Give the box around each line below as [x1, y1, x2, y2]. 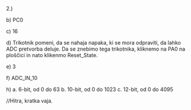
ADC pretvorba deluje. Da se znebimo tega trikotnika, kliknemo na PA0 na [6, 45, 186, 52]
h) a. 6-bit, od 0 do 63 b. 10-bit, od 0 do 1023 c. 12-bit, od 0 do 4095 [6, 86, 173, 93]
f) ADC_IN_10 [6, 75, 38, 81]
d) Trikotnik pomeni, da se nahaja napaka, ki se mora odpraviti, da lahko [6, 39, 182, 46]
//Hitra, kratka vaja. [6, 97, 53, 104]
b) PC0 [6, 16, 24, 23]
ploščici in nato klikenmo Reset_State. [6, 52, 98, 58]
